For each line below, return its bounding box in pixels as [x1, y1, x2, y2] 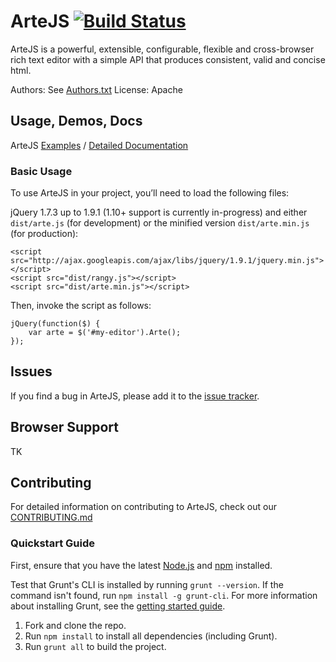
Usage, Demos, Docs [10, 113, 143, 130]
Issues [10, 363, 53, 380]
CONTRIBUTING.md [10, 511, 93, 524]
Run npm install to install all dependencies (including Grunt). [24, 630, 278, 642]
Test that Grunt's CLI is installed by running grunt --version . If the [10, 578, 284, 590]
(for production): [10, 228, 79, 240]
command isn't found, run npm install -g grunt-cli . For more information [10, 589, 318, 601]
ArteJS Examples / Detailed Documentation [10, 139, 189, 151]
